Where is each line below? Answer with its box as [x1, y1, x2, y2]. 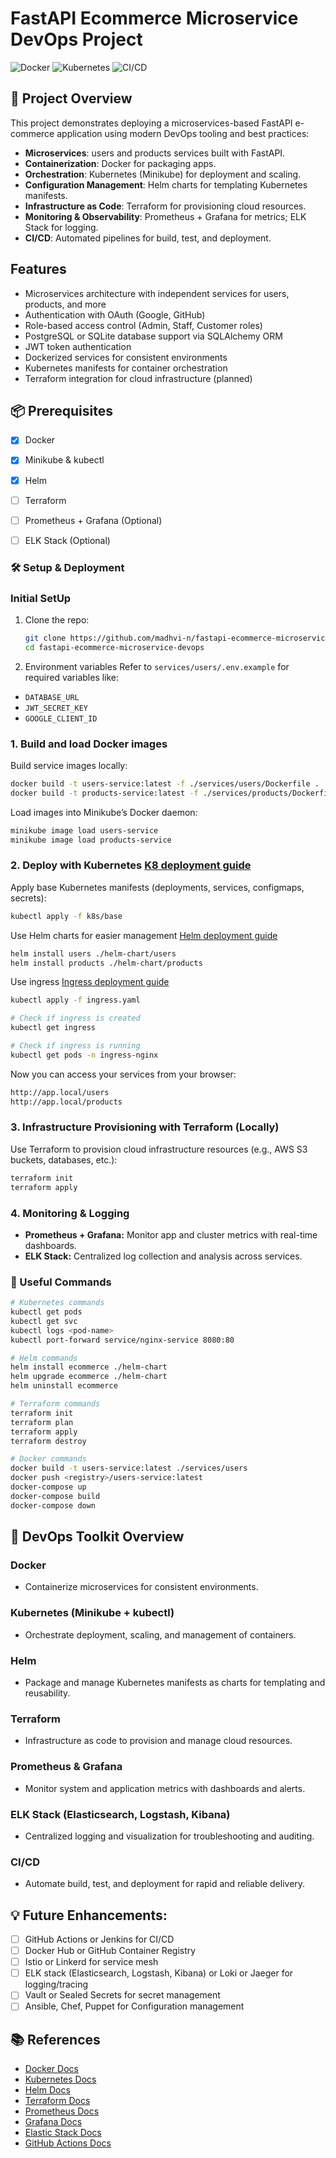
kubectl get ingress [10, 1023, 97, 1033]
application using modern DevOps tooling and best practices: [56, 127, 310, 139]
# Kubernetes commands [10, 1298, 105, 1308]
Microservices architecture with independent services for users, [24, 287, 290, 299]
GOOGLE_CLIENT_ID [24, 713, 98, 724]
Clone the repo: [24, 613, 90, 626]
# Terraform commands [10, 1399, 101, 1409]
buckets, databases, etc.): [10, 1153, 118, 1166]
